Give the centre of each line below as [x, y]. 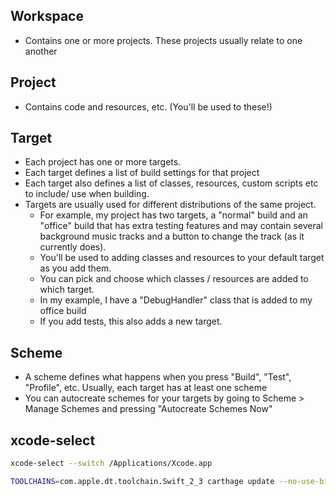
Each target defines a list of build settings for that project [142, 173]
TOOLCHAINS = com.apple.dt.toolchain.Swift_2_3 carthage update [142, 481]
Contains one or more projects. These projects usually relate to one [163, 40]
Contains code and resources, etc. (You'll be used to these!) [148, 106]
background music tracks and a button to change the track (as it [172, 236]
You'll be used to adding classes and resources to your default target [182, 258]
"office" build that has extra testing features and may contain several [181, 226]
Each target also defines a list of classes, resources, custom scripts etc [171, 183]
